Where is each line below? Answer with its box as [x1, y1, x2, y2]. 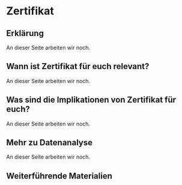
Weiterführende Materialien [6, 171, 112, 181]
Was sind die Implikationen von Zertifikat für [6, 95, 176, 105]
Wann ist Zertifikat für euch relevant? [6, 61, 150, 71]
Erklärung [6, 28, 44, 38]
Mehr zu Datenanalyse [6, 138, 93, 148]
